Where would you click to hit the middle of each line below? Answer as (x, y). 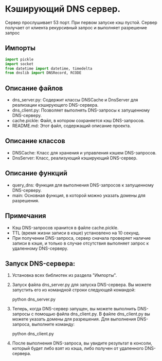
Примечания (26, 216)
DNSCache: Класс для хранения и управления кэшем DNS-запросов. (84, 152)
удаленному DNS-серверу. (40, 248)
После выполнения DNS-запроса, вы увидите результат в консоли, (82, 343)
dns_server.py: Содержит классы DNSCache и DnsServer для (75, 100)
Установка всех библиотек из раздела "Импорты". (64, 275)
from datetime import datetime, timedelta (49, 68)
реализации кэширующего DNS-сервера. (55, 105)
